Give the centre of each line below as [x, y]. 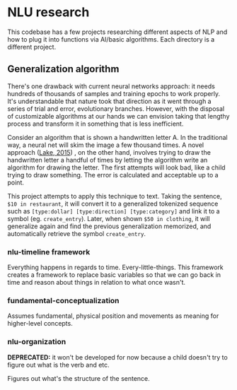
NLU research [48, 12]
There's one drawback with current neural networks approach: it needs [111, 86]
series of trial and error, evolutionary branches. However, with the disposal [116, 108]
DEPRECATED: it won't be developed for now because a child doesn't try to [117, 357]
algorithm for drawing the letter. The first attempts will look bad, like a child [116, 167]
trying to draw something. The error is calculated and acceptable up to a [113, 175]
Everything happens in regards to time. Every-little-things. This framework [116, 267]
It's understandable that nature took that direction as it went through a [109, 101]
